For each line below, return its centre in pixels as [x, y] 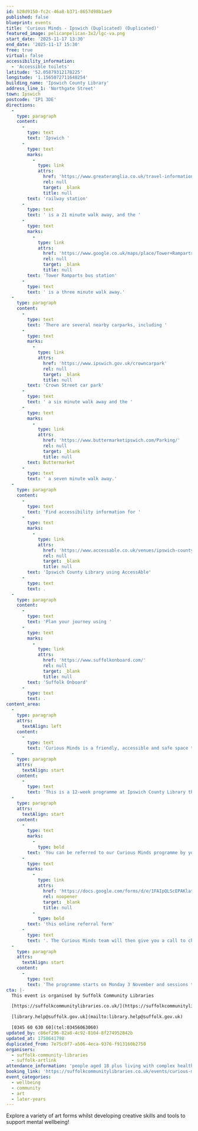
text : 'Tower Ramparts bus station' [72, 276]
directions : [21, 105]
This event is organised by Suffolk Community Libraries [83, 996]
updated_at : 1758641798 [35, 1038]
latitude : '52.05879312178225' [44, 72]
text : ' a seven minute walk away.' [72, 479]
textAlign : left [42, 726]
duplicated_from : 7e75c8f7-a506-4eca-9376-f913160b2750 [76, 1044]
